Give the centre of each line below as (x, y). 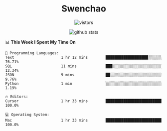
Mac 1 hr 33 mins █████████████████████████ (83, 120)
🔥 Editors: (17, 97)
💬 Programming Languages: (32, 53)
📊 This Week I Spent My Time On (40, 42)
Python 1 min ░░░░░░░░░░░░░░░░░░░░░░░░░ (83, 83)
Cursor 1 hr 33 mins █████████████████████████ (83, 101)
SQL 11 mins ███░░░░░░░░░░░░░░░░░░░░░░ (83, 66)
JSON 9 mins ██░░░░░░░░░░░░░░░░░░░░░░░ (83, 75)
